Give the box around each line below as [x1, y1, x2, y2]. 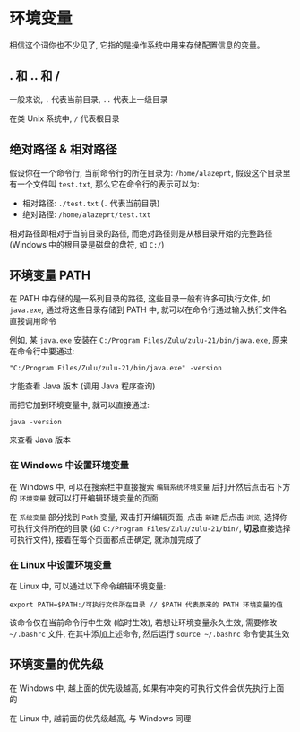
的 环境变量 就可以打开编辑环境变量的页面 [9, 492, 159, 503]
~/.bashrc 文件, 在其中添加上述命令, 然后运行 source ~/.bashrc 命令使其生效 [9, 628, 290, 639]
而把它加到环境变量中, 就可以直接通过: [9, 400, 150, 411]
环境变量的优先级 [9, 657, 104, 673]
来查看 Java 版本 [9, 434, 72, 445]
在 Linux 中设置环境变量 [9, 558, 112, 571]
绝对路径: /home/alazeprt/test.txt [21, 208, 151, 220]
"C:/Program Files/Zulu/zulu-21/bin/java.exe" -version [9, 364, 222, 373]
